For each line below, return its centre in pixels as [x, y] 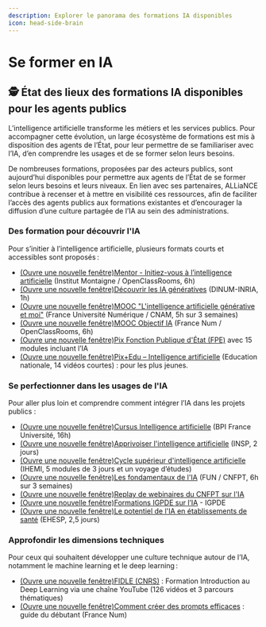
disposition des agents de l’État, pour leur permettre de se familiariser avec [131, 144]
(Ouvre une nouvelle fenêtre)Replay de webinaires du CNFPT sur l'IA [132, 494]
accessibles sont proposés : [54, 257]
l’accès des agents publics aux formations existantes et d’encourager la [125, 202]
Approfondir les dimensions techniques [86, 540]
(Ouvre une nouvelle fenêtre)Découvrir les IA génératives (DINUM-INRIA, [139, 289]
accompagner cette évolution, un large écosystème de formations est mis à [132, 137]
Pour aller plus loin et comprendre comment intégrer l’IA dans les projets [127, 403]
